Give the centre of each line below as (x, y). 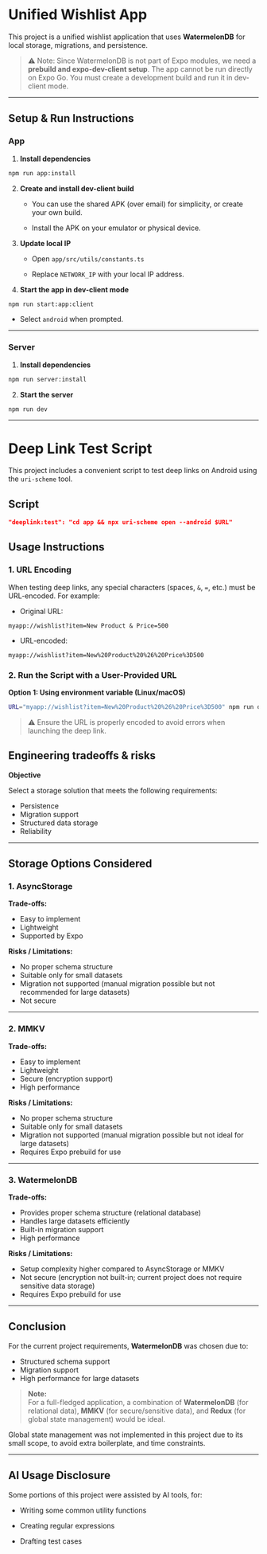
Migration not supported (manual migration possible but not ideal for (132, 1135)
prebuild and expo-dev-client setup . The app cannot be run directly (140, 69)
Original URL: (41, 611)
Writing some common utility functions (83, 1510)
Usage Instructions (56, 547)
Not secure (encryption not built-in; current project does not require (131, 1277)
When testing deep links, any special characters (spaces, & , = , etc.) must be (132, 587)
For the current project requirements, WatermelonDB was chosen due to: (128, 1346)
